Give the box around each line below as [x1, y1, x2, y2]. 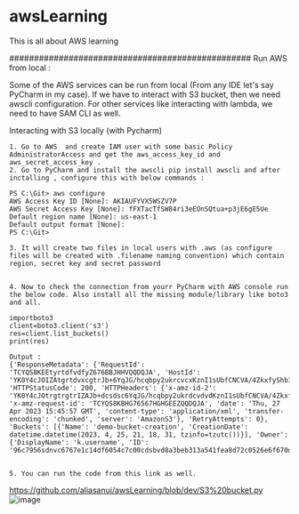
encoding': [9, 414, 50, 423]
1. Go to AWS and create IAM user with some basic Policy [9, 142, 233, 151]
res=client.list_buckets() [9, 329, 109, 338]
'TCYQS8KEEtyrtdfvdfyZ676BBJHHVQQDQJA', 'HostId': [9, 367, 201, 377]
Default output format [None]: [9, 220, 125, 229]
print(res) [9, 336, 50, 346]
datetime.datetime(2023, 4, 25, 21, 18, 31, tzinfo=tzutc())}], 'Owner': [9, 430, 289, 439]
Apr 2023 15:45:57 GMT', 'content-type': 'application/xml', [9, 406, 241, 415]
